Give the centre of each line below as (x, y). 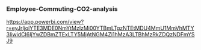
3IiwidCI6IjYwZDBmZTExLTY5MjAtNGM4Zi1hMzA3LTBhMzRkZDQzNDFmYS (100, 35)
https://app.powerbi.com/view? (45, 22)
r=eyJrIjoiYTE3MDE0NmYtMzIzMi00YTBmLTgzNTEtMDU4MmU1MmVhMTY (100, 28)
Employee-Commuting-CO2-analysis (62, 9)
